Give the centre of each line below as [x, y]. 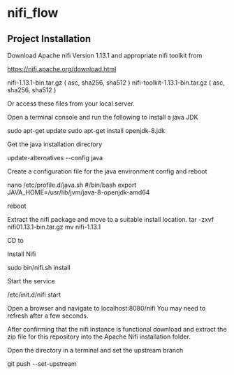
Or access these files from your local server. [71, 104]
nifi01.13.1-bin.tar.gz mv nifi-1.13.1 [54, 227]
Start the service [31, 281]
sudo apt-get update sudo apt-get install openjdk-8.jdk [86, 130]
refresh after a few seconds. [48, 316]
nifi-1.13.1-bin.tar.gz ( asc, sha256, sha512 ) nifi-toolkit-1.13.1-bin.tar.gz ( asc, [116, 83]
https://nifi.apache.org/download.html [62, 69]
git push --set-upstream [42, 364]
